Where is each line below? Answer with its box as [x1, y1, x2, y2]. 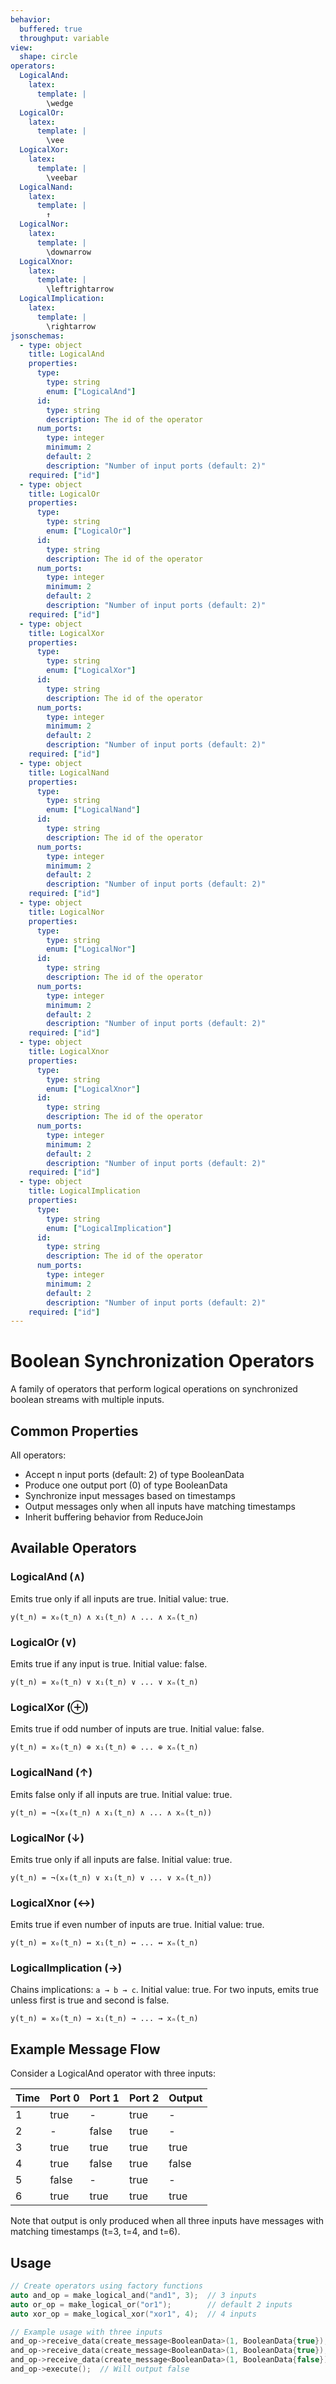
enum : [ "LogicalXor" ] [46, 666, 137, 676]
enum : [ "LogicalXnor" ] [46, 1084, 141, 1094]
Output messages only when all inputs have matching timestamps [24, 1501, 296, 1512]
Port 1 [89, 2091, 120, 2105]
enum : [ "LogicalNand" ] [46, 805, 141, 815]
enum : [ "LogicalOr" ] [46, 526, 132, 536]
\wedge [46, 98, 74, 108]
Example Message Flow [10, 2041, 161, 2058]
